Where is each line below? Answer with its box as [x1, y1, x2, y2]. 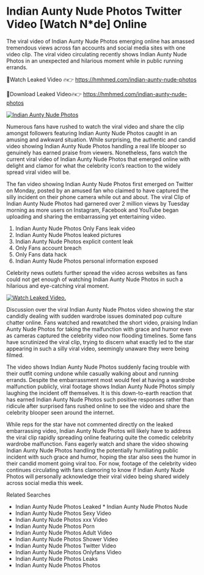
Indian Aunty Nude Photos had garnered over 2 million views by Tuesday [6, 200, 189, 207]
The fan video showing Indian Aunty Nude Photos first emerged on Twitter [6, 180, 194, 187]
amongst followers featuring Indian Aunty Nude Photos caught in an [6, 129, 177, 137]
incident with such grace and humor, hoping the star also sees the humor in [6, 453, 197, 460]
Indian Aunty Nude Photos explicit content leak [15, 238, 134, 245]
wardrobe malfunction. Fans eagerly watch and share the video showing [6, 440, 189, 448]
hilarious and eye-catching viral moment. [6, 282, 110, 289]
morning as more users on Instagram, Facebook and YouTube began [6, 206, 179, 214]
